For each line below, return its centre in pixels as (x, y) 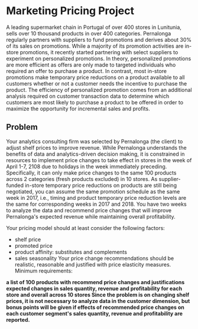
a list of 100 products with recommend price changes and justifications (95, 282)
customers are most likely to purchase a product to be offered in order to (95, 102)
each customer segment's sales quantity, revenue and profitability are (95, 313)
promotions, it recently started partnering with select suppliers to (99, 52)
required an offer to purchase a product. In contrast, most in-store (87, 71)
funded (15, 185)
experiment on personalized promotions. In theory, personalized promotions (99, 58)
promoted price (34, 245)
